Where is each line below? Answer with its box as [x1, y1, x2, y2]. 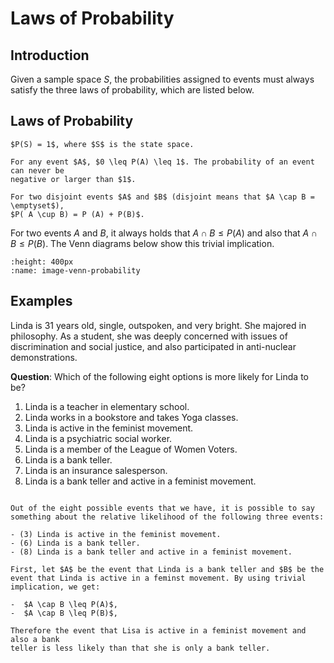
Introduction [10, 47, 90, 64]
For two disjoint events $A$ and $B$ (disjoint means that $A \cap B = [10, 192, 315, 202]
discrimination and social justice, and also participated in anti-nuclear [10, 340, 297, 352]
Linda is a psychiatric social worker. [24, 432, 173, 444]
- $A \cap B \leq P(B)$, [10, 608, 118, 618]
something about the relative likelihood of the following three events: [10, 512, 325, 522]
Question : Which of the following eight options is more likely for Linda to [10, 370, 309, 382]
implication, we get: [10, 582, 101, 592]
